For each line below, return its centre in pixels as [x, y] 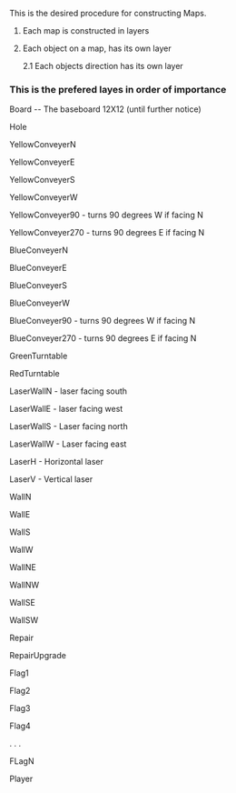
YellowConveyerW [44, 197]
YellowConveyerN [43, 145]
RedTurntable [35, 374]
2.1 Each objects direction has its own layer [103, 66]
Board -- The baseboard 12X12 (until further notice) [105, 109]
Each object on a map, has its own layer [97, 48]
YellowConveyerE [42, 162]
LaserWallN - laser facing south [69, 391]
